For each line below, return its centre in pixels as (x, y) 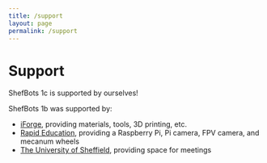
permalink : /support (43, 31)
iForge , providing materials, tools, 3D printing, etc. (104, 124)
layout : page (30, 23)
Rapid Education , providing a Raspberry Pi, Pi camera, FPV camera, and (140, 133)
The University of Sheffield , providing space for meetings (116, 150)
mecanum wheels (49, 141)
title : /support (36, 16)
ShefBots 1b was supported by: (60, 109)
